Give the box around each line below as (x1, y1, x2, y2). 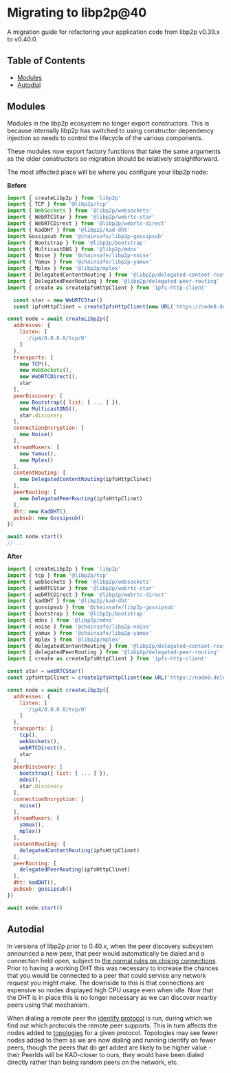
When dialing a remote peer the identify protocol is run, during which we (7, 1014, 212, 1022)
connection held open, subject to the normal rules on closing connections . (7, 956, 218, 965)
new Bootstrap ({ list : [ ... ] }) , (19, 399, 122, 406)
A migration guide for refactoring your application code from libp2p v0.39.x (7, 28, 220, 36)
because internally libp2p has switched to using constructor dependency (7, 126, 214, 135)
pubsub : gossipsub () (13, 885, 72, 893)
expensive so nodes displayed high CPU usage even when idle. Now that (7, 985, 214, 994)
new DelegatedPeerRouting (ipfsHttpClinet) (19, 495, 143, 502)
